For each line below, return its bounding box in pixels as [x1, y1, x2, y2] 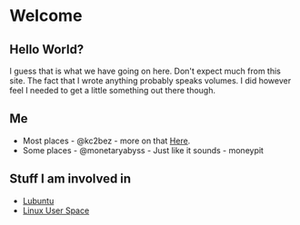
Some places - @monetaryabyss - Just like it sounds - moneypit [22, 144, 264, 155]
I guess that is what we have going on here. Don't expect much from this [9, 65, 282, 76]
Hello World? [9, 42, 85, 57]
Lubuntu [22, 195, 55, 206]
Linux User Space [22, 205, 90, 216]
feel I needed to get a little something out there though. [9, 85, 216, 95]
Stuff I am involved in [9, 171, 132, 187]
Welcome [9, 5, 83, 26]
